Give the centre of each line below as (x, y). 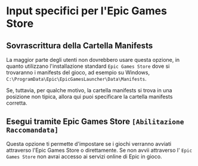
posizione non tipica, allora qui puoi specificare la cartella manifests (89, 97)
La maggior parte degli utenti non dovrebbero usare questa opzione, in (93, 60)
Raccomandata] (32, 130)
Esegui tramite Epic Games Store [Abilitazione (95, 122)
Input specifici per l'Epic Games (86, 11)
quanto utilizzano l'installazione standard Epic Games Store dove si (88, 66)
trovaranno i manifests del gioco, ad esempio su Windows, (78, 72)
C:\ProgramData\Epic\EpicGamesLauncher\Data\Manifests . (77, 79)
